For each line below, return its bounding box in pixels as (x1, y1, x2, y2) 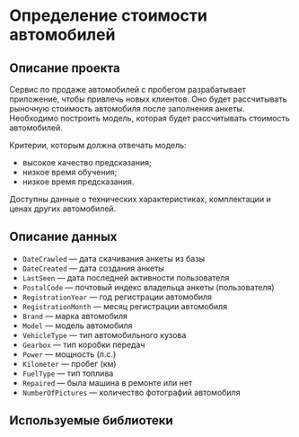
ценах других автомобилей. (9, 203, 117, 214)
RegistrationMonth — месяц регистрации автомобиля (22, 300, 227, 311)
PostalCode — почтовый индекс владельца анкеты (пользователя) (22, 281, 276, 292)
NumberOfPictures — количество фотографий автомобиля (22, 387, 241, 397)
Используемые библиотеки (9, 413, 173, 428)
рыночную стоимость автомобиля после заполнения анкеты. (9, 103, 245, 113)
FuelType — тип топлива (22, 368, 114, 379)
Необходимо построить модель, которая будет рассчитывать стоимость (9, 113, 290, 123)
